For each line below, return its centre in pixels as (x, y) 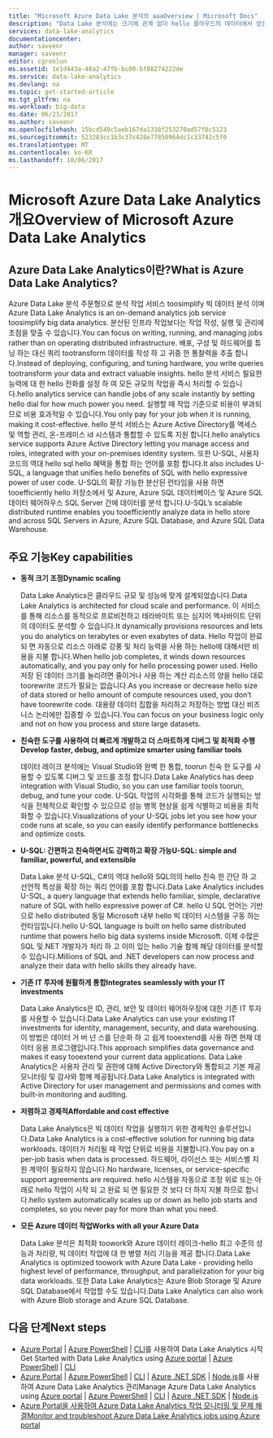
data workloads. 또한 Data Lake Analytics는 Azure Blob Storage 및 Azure (141, 1281)
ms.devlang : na (34, 84)
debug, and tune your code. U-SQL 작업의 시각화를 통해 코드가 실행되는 (136, 796)
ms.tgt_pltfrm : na (39, 99)
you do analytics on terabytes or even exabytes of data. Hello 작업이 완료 (141, 636)
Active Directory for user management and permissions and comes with (141, 1086)
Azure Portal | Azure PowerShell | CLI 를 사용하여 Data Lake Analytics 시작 (142, 1348)
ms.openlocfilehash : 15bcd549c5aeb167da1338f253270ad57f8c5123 (118, 130)
